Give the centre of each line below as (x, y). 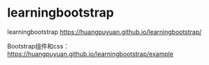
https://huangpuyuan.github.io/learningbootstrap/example (90, 54)
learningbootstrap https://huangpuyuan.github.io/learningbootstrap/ (104, 32)
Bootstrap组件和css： (38, 46)
